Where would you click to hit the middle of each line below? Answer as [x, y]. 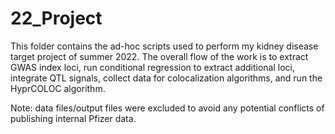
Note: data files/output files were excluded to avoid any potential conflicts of [167, 108]
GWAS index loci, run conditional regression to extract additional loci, [152, 67]
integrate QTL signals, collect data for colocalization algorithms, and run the [166, 78]
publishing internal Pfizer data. [73, 118]
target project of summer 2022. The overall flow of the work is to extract [159, 56]
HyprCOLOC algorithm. [58, 88]
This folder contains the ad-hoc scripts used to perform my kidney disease [164, 46]
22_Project [56, 18]
